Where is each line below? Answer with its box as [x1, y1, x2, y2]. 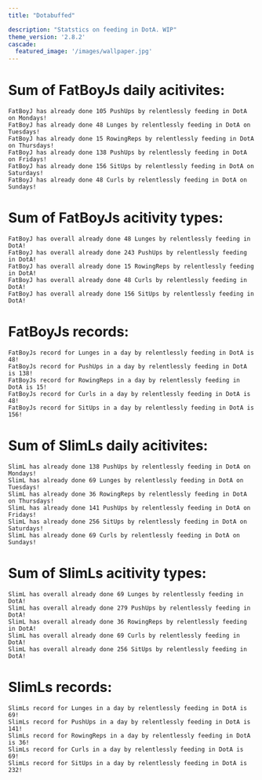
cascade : [8, 40, 37, 48]
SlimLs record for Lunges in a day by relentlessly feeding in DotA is [8, 704, 247, 712]
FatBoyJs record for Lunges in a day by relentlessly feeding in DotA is [8, 349, 255, 357]
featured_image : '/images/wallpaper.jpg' [15, 48, 153, 56]
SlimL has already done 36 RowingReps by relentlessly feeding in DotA [8, 490, 247, 498]
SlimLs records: [8, 679, 112, 696]
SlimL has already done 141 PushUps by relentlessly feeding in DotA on [8, 504, 251, 511]
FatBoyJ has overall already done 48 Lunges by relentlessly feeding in [8, 235, 251, 243]
